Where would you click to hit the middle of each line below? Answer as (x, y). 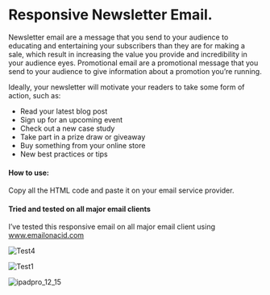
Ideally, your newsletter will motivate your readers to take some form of (127, 87)
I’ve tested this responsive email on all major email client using (112, 226)
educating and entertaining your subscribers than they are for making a (127, 45)
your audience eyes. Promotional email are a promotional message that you (133, 63)
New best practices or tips (64, 154)
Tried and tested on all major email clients (80, 209)
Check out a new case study (67, 128)
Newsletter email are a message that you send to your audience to (118, 37)
